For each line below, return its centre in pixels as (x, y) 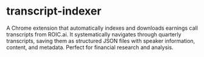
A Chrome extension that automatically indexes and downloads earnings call (102, 28)
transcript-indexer (54, 11)
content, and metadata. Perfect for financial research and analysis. (90, 47)
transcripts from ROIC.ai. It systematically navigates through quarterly (94, 34)
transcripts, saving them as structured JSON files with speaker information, (101, 41)
